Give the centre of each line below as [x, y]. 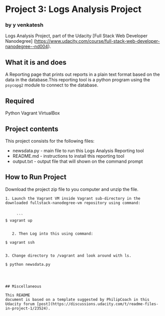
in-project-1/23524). [28, 308]
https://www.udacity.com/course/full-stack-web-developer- [97, 41]
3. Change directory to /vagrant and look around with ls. [68, 255]
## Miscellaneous [23, 286]
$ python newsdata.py [28, 264]
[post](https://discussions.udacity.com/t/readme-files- [98, 304]
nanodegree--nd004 [27, 47]
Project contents [32, 129]
